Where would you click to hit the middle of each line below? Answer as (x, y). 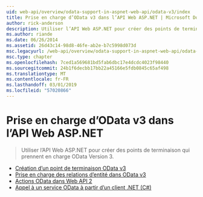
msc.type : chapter (29, 57)
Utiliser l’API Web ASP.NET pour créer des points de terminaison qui (105, 150)
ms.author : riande (29, 34)
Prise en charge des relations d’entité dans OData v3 (80, 174)
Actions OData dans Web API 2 (53, 181)
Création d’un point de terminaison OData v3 (70, 168)
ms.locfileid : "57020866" (39, 91)
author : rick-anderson (35, 23)
